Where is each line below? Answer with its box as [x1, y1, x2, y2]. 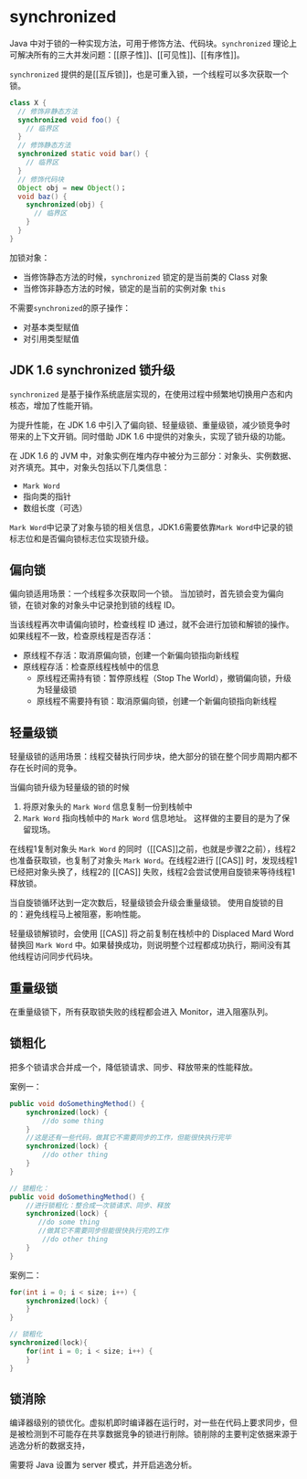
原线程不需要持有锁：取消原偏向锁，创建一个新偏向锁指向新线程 [36, 696, 277, 707]
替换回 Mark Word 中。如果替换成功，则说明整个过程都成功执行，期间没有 [9, 940, 283, 951]
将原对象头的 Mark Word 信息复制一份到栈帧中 [22, 802, 194, 813]
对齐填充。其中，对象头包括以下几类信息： [9, 462, 170, 473]
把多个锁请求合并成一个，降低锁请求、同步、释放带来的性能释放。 [9, 1061, 258, 1072]
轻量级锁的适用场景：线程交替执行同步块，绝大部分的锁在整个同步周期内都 [9, 751, 290, 762]
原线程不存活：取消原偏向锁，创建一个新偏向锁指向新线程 [22, 650, 239, 661]
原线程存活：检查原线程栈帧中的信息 [22, 661, 160, 673]
